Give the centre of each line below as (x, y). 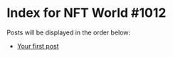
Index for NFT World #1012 (86, 13)
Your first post (38, 46)
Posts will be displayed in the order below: (69, 32)
